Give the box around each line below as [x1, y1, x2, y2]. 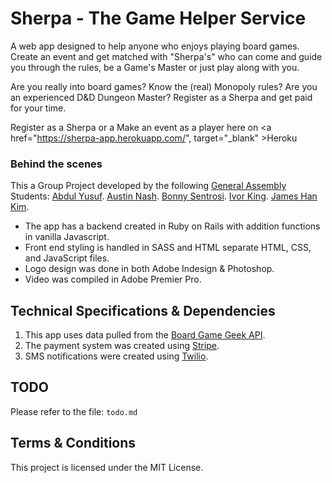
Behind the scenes [10, 157, 103, 171]
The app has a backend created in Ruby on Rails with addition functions [24, 220, 321, 232]
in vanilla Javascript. [24, 231, 110, 243]
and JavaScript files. [24, 252, 110, 264]
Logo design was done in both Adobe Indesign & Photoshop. [24, 263, 275, 275]
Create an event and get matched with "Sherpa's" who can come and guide [10, 50, 323, 62]
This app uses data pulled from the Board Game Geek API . [24, 329, 266, 341]
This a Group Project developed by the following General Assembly [10, 180, 287, 192]
